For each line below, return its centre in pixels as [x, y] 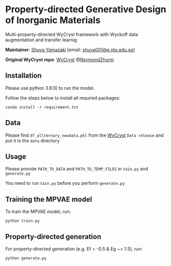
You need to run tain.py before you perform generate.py [65, 183]
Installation [23, 76]
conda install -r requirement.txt [42, 107]
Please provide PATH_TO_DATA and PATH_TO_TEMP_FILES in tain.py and [77, 169]
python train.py [22, 221]
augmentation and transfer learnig [41, 40]
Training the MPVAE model [49, 199]
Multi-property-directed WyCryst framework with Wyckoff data [72, 34]
